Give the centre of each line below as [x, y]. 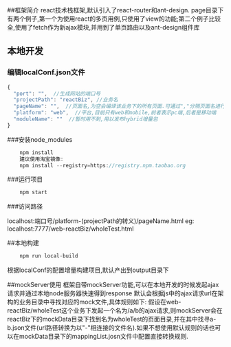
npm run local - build [49, 256]
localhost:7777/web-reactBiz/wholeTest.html [70, 229]
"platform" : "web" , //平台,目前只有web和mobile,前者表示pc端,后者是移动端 [115, 113]
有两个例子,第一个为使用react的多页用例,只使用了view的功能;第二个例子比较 [114, 19]
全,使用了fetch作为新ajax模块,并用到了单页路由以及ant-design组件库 [103, 27]
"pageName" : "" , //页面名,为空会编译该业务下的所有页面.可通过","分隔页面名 [114, 106]
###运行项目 [25, 179]
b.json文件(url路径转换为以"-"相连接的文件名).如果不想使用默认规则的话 [108, 328]
